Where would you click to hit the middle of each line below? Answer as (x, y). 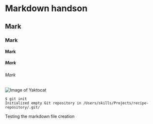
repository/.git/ (23, 107)
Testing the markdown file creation (40, 116)
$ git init (16, 99)
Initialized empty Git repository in (43, 103)
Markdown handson (46, 8)
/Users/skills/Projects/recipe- (116, 103)
